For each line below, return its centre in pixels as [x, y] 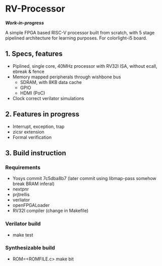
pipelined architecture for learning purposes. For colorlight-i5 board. [76, 38]
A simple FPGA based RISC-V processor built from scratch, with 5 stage [80, 32]
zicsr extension [28, 131]
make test [23, 235]
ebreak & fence [28, 71]
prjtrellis [21, 195]
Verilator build [23, 224]
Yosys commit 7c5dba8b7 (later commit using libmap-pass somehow [84, 179]
